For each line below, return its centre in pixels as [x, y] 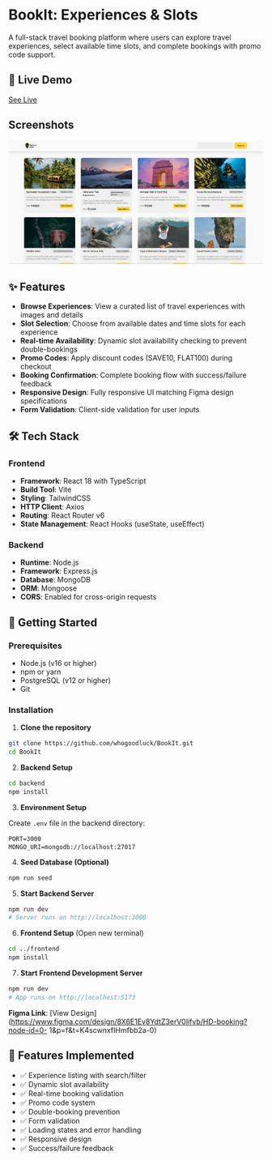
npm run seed [30, 878]
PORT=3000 [25, 839]
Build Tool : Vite [46, 489]
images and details [51, 315]
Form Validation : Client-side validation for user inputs [110, 410]
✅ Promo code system [57, 1102]
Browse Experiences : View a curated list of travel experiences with [132, 306]
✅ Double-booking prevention [70, 1111]
